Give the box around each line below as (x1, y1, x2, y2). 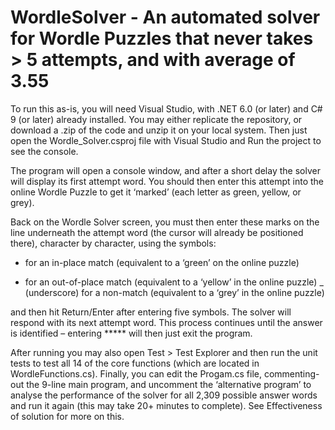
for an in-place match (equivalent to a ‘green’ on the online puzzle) (24, 256, 300, 268)
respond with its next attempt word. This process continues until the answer (10, 316, 323, 328)
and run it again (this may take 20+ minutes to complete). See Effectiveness (10, 399, 323, 411)
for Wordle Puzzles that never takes (10, 27, 314, 50)
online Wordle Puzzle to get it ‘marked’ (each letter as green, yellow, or (10, 186, 302, 198)
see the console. (10, 145, 79, 157)
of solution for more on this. (10, 410, 125, 422)
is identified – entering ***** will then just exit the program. (10, 327, 253, 339)
